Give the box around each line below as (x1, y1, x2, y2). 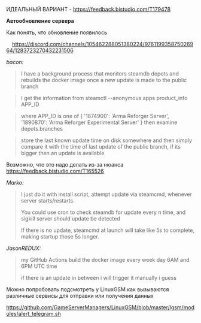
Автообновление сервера (6, 17, 75, 24)
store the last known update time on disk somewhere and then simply (20, 137, 193, 144)
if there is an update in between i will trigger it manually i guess (20, 274, 176, 281)
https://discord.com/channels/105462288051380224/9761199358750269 (11, 41, 193, 47)
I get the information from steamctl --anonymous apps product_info (20, 95, 188, 101)
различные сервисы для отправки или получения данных (6, 292, 154, 299)
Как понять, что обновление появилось (6, 29, 108, 36)
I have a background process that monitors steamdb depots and (20, 70, 179, 77)
